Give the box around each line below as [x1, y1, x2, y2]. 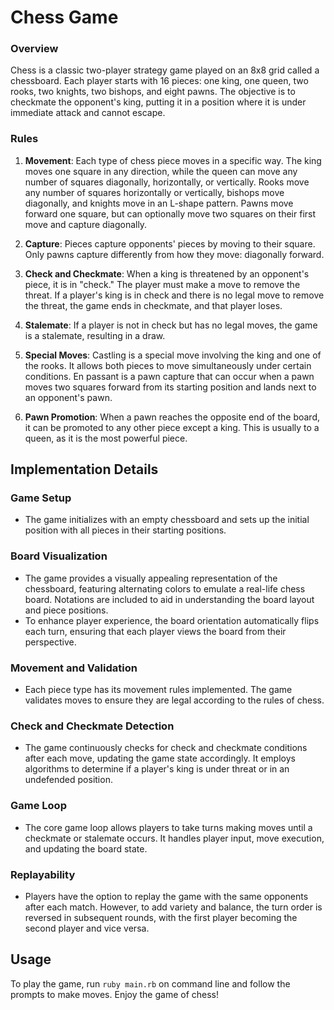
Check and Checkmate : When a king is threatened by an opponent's [24, 267, 310, 280]
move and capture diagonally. [24, 218, 148, 230]
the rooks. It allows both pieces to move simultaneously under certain [24, 359, 312, 371]
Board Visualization [10, 549, 108, 563]
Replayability [10, 867, 76, 881]
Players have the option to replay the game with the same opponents [24, 890, 309, 902]
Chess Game [10, 6, 119, 29]
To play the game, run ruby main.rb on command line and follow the [10, 977, 291, 990]
